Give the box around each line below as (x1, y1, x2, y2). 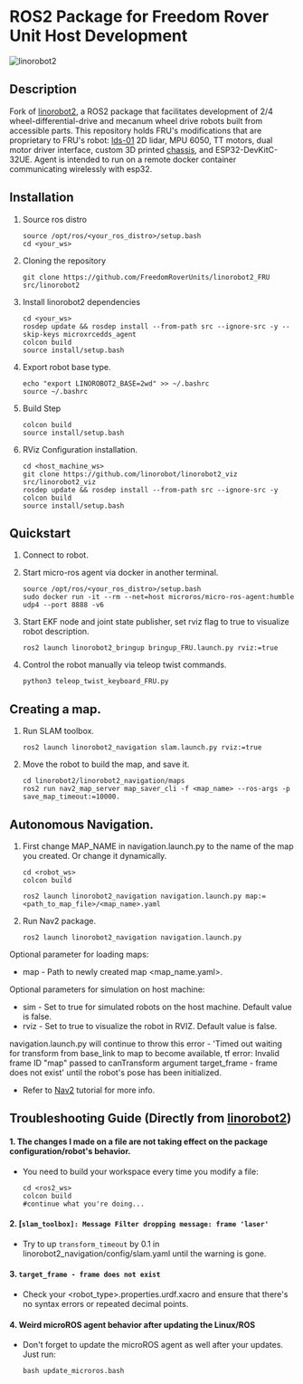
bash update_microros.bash (22, 1367, 125, 1376)
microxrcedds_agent (62, 329, 137, 339)
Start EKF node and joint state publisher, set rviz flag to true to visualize (22, 616, 289, 627)
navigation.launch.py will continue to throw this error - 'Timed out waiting (9, 1038, 283, 1049)
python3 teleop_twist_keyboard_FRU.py (22, 677, 169, 686)
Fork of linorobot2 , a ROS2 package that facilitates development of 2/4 (9, 106, 274, 117)
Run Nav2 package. (22, 916, 97, 926)
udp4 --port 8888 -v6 (22, 600, 104, 610)
